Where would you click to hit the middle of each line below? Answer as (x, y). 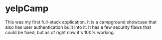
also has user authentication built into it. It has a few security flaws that (78, 27)
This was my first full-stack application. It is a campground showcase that (81, 22)
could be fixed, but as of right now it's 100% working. (60, 32)
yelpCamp (27, 9)
